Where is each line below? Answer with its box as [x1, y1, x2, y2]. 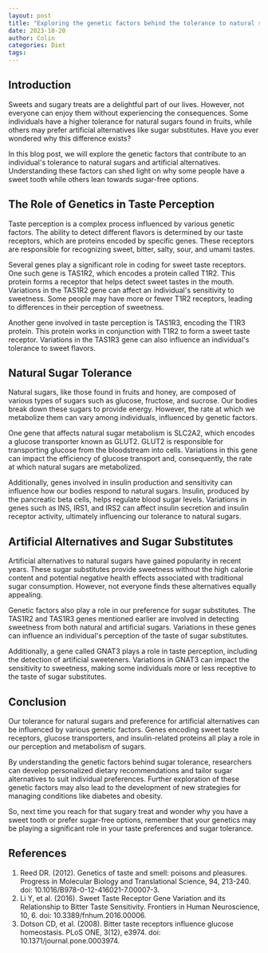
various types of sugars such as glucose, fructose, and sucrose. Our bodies [8, 396, 258, 406]
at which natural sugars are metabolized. [8, 463, 142, 472]
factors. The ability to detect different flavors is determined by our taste [8, 227, 243, 236]
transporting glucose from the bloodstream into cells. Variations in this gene [8, 445, 258, 455]
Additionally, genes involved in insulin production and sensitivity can [8, 478, 233, 487]
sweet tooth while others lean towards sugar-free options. [8, 174, 199, 184]
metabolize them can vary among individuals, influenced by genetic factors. [8, 413, 258, 423]
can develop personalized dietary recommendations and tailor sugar [8, 766, 233, 776]
